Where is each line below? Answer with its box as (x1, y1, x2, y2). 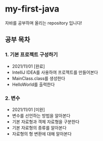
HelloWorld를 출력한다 (12, 81, 55, 87)
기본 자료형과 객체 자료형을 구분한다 (12, 119, 80, 125)
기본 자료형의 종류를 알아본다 (12, 125, 67, 130)
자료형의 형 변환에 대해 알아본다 (12, 131, 72, 137)
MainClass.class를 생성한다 (12, 75, 65, 81)
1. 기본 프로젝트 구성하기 (5, 51, 58, 58)
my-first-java (5, 3, 59, 15)
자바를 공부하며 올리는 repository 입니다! (5, 20, 82, 26)
